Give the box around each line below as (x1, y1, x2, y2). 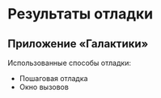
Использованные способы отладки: (7, 58, 131, 67)
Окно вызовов (19, 82, 70, 92)
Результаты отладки (7, 5, 154, 23)
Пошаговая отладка (19, 74, 88, 83)
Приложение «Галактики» (7, 37, 149, 51)
